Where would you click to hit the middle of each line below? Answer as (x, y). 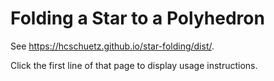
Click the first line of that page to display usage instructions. (134, 65)
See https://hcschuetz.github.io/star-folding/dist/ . (112, 46)
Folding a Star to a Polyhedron (137, 18)
